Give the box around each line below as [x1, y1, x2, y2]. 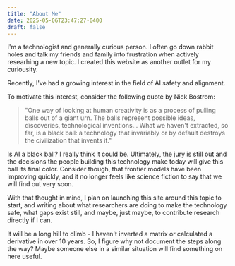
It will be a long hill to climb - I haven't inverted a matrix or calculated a [7, 230, 213, 238]
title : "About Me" [7, 10, 61, 18]
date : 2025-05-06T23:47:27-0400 [7, 17, 102, 24]
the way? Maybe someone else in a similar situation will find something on [7, 245, 223, 253]
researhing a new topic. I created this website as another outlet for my [7, 58, 212, 66]
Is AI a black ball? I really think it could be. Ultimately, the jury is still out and [7, 150, 227, 159]
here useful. [7, 252, 42, 261]
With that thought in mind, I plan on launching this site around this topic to [7, 193, 222, 202]
